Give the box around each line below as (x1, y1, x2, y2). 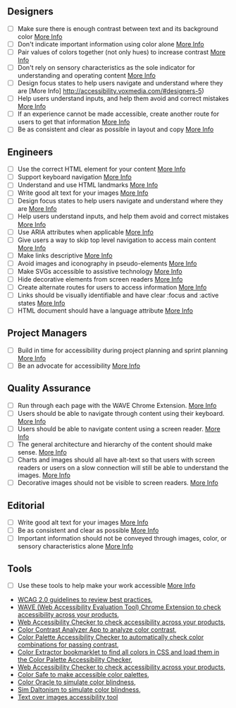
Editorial (7, 499, 45, 511)
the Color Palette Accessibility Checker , (17, 656, 132, 664)
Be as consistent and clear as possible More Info (17, 526, 159, 535)
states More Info (17, 299, 66, 307)
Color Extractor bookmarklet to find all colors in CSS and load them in (17, 648, 220, 656)
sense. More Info (17, 448, 67, 457)
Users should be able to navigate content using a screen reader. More (17, 424, 221, 433)
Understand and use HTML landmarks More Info (17, 181, 159, 189)
